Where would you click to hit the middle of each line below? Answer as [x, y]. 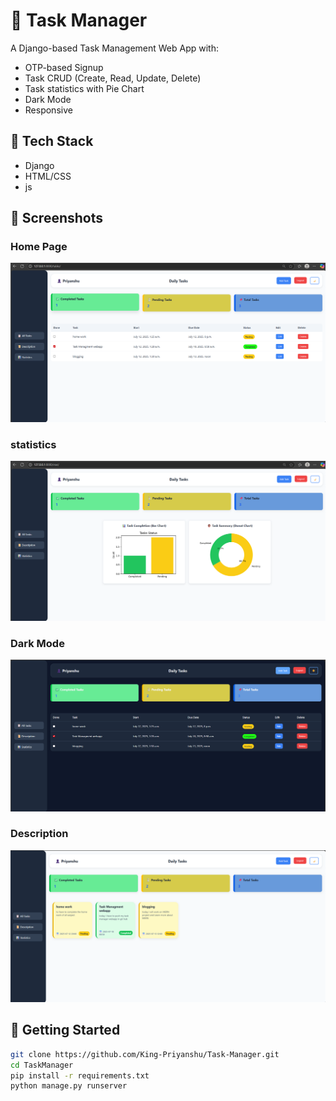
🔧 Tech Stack [52, 141]
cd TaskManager [42, 1065]
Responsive [48, 110]
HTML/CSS [48, 176]
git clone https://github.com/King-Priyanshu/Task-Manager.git [145, 1054]
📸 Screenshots [57, 218]
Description [39, 834]
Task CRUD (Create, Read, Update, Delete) [113, 78]
